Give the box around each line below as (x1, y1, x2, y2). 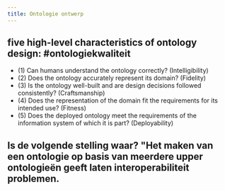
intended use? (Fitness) (17, 104, 87, 112)
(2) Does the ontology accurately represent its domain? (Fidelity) (17, 74, 207, 82)
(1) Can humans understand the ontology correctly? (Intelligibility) (17, 66, 209, 75)
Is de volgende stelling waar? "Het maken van (7, 139, 214, 151)
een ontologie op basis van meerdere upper (7, 150, 204, 163)
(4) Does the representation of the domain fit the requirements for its (17, 96, 218, 105)
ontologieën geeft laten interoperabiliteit (7, 161, 190, 173)
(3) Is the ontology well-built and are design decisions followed (17, 81, 202, 90)
